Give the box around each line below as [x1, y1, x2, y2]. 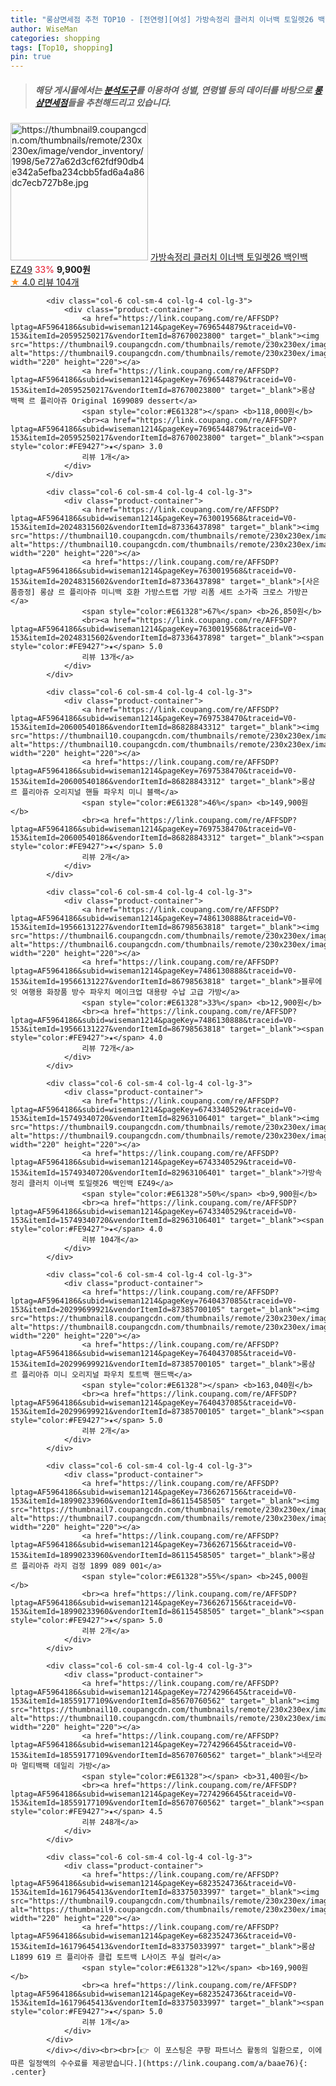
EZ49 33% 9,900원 [10, 264, 91, 276]
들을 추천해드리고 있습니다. [67, 96, 172, 108]
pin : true [10, 52, 52, 62]
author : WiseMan [10, 24, 78, 34]
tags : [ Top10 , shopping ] [10, 42, 114, 53]
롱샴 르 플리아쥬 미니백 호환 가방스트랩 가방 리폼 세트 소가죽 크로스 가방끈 [39, 587, 308, 598]
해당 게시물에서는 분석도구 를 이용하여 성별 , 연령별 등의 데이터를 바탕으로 [34, 84, 313, 96]
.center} [10, 2067, 47, 2078]
